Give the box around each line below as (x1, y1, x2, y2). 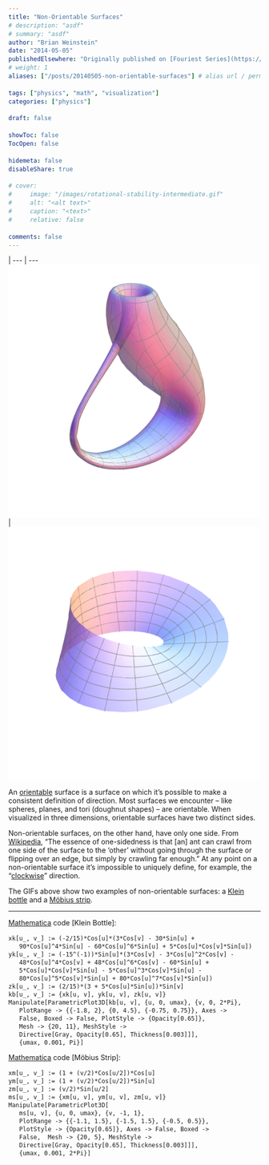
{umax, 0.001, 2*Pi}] (18, 1150, 91, 1158)
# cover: (8, 182, 38, 190)
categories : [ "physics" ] (8, 97, 91, 106)
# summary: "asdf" (8, 30, 70, 38)
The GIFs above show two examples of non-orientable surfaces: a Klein (8, 886, 245, 897)
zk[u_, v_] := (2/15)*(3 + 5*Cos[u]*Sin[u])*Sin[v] (8, 982, 184, 991)
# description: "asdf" (8, 21, 84, 30)
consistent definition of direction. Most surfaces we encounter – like (8, 796, 233, 805)
